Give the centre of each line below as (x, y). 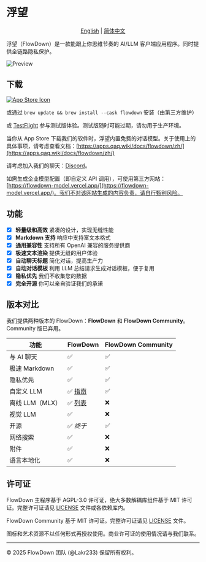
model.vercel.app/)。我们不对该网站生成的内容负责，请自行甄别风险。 (95, 192)
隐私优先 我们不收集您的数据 (51, 276)
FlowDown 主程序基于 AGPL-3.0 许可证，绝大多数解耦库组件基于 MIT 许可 (99, 499)
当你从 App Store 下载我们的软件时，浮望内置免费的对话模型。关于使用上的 (101, 138)
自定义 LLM (26, 391)
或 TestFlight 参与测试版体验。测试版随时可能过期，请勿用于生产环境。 (96, 125)
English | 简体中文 (103, 31)
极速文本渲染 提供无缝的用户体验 (56, 253)
